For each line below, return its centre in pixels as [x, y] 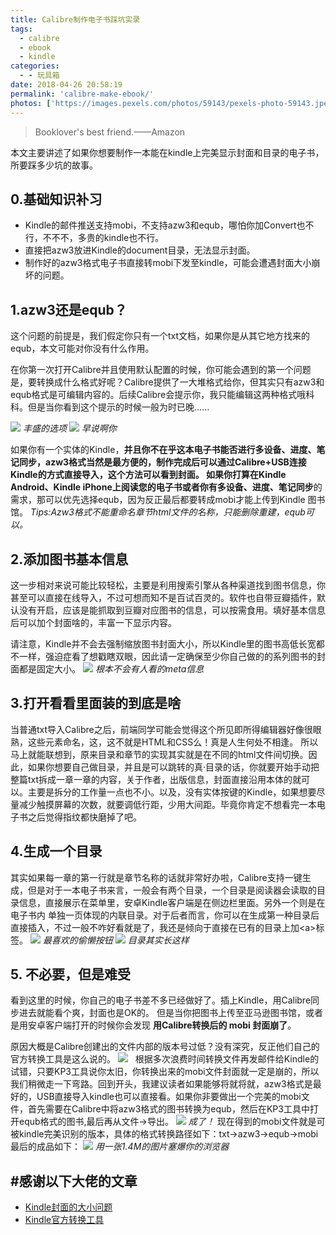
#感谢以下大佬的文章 [74, 1181]
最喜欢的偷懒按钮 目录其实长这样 [116, 940]
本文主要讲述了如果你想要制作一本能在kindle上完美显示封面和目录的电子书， [167, 152]
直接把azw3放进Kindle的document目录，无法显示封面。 [140, 250]
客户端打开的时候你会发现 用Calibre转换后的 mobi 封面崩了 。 [170, 1025]
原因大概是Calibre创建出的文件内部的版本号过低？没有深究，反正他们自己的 [165, 1047]
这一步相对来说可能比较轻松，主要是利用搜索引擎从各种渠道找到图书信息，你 [168, 585]
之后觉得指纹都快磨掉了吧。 [84, 817]
